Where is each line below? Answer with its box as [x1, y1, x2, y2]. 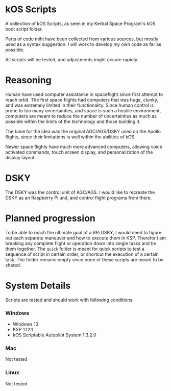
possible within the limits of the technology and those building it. [5, 118, 141, 125]
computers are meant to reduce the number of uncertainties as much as [5, 113, 157, 119]
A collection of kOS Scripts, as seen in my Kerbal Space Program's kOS [5, 20, 156, 27]
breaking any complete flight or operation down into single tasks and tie [5, 240, 157, 246]
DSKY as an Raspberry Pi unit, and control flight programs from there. [5, 194, 152, 201]
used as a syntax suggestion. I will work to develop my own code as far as [5, 41, 162, 47]
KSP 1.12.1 [12, 326, 33, 332]
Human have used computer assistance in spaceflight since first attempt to [5, 91, 163, 97]
